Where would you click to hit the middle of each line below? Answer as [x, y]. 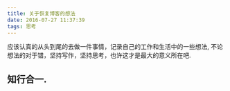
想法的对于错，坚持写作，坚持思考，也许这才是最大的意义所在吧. [99, 55]
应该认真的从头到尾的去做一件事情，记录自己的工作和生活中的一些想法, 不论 [115, 47]
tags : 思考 [22, 26]
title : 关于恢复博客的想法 [42, 13]
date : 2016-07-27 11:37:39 [46, 20]
